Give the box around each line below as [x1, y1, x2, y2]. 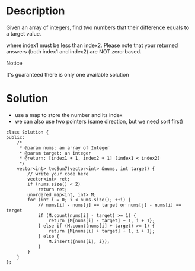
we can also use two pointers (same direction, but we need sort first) [14, 118, 184, 125]
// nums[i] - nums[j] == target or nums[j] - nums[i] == [37, 202, 182, 208]
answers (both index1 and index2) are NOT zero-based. [6, 48, 142, 55]
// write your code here [27, 171, 89, 177]
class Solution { [6, 129, 49, 135]
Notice [6, 59, 23, 67]
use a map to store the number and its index [14, 111, 123, 118]
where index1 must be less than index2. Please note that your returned [6, 42, 178, 49]
